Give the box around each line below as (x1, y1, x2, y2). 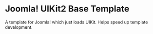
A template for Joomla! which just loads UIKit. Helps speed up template (5, 19, 148, 25)
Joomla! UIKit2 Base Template (5, 3, 130, 14)
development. (5, 24, 33, 30)
